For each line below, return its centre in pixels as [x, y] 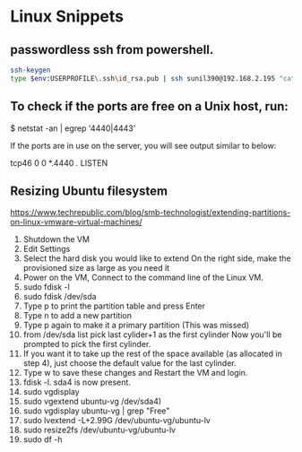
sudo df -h [43, 439]
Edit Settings [47, 249]
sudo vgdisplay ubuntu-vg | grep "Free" [96, 411]
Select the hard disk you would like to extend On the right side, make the [157, 258]
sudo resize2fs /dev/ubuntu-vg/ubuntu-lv [99, 430]
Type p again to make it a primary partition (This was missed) [136, 326]
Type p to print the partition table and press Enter [114, 306]
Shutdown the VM [56, 239]
